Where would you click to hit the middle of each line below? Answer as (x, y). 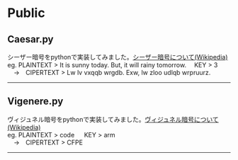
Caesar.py (30, 39)
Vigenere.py (35, 102)
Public (26, 13)
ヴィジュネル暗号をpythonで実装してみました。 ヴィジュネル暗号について (113, 119)
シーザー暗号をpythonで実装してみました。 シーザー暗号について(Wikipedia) (118, 57)
